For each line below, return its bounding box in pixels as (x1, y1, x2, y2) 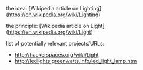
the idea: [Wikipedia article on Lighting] (6, 5, 102, 12)
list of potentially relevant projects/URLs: (6, 40, 105, 47)
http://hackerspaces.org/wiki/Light (14, 51, 99, 58)
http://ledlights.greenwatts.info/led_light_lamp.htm (14, 58, 137, 64)
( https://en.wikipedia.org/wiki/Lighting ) (6, 11, 101, 18)
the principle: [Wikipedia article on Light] (6, 23, 105, 29)
